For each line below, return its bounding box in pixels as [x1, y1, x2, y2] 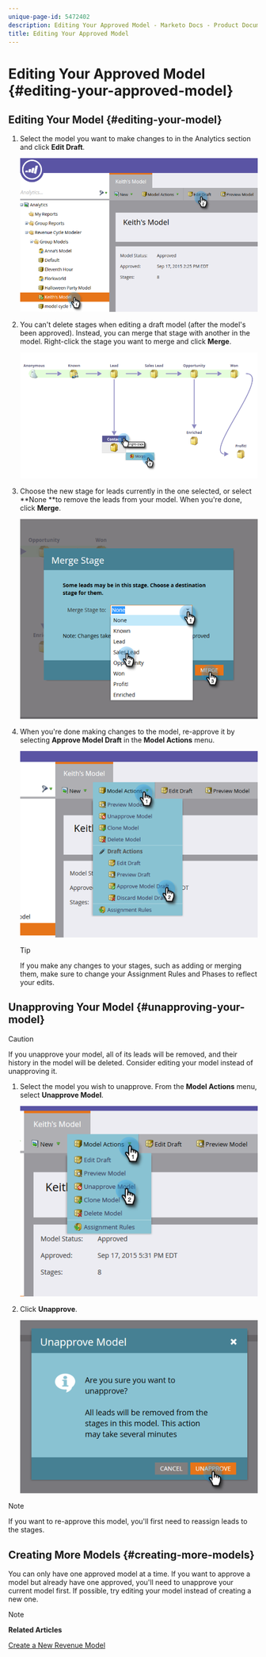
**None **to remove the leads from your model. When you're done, [19, 494, 243, 504]
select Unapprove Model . [19, 1090, 104, 1099]
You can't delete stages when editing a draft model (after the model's [19, 320, 246, 329]
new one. [8, 1594, 39, 1604]
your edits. [19, 977, 55, 987]
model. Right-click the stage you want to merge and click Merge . [19, 337, 232, 347]
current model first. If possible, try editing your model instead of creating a [8, 1586, 252, 1595]
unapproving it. [8, 1066, 58, 1076]
